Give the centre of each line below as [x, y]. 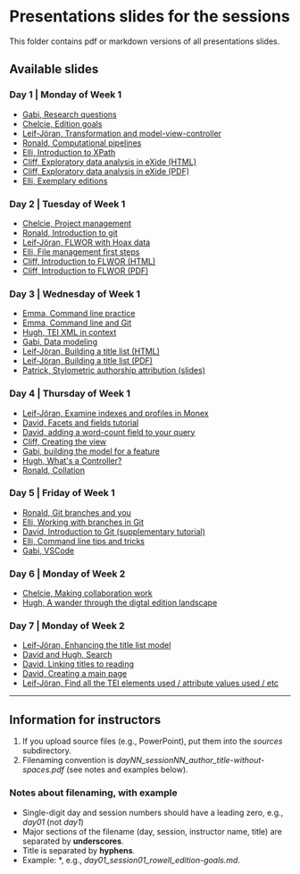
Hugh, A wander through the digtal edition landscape [120, 603]
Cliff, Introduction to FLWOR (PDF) [85, 271]
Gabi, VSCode [48, 550]
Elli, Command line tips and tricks [83, 541]
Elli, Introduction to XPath [69, 152]
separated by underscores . [73, 841]
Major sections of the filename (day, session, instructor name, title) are [152, 831]
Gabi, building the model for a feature [91, 451]
